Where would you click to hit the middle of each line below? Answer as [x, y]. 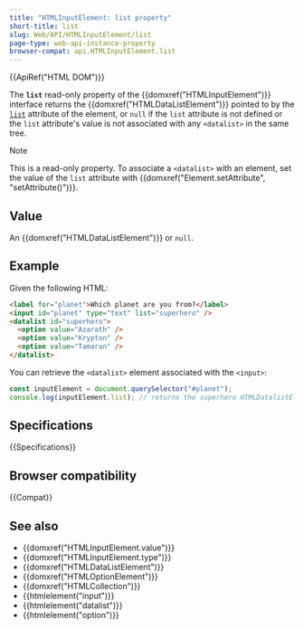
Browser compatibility [73, 476]
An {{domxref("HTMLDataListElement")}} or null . [102, 237]
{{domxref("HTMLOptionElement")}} [90, 577]
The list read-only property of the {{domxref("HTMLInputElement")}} [140, 95]
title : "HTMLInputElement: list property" [90, 18]
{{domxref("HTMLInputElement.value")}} [99, 548]
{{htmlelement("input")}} [68, 596]
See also [34, 526]
